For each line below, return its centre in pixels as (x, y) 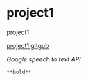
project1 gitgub (28, 45)
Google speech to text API (44, 59)
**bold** (19, 72)
